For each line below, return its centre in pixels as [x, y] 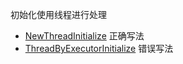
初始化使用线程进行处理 [58, 14]
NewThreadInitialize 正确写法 [84, 36]
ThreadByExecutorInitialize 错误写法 [99, 48]
